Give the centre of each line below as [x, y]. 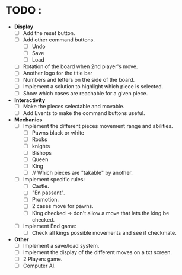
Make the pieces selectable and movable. [74, 106]
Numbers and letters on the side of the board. [79, 80]
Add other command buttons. [59, 40]
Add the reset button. [49, 33]
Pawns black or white [58, 132]
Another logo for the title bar [58, 73]
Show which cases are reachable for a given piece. [85, 93]
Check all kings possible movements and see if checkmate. [104, 232]
